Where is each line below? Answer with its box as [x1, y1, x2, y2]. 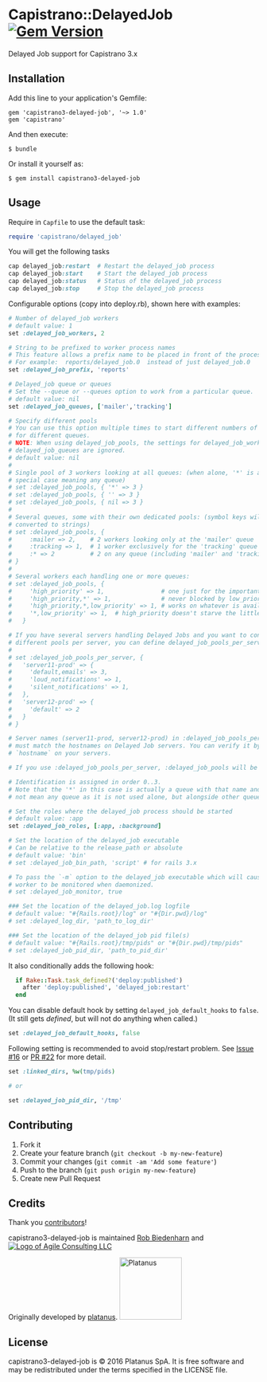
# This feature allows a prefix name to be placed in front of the [8, 351, 237, 359]
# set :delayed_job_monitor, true [8, 888, 123, 896]
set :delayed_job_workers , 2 [8, 329, 105, 337]
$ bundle [8, 145, 37, 153]
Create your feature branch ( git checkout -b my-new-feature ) [19, 1148, 223, 1157]
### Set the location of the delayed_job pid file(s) [8, 931, 191, 940]
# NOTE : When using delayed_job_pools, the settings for [8, 439, 201, 447]
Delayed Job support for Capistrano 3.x [8, 49, 137, 58]
